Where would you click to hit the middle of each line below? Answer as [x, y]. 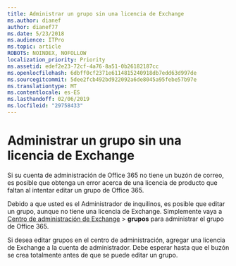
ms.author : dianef [34, 20]
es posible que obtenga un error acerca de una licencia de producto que [112, 182]
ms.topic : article [34, 47]
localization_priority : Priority [56, 60]
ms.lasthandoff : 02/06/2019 [49, 99]
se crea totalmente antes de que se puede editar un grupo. [93, 255]
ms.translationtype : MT [42, 86]
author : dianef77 [33, 27]
